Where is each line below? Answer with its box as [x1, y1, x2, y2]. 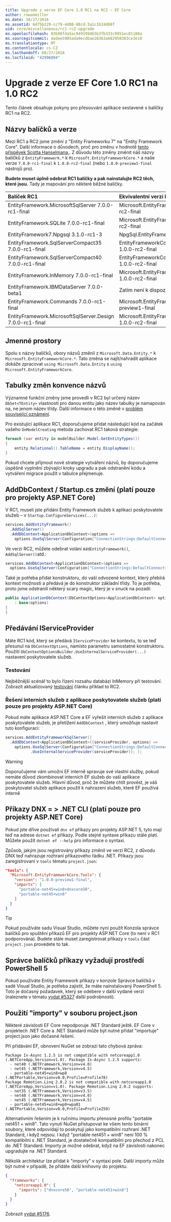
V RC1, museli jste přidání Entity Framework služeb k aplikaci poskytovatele [5, 507, 163, 513]
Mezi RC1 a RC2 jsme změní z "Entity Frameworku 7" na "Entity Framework [5, 138, 162, 145]
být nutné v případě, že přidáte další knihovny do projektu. [5, 1163, 128, 1169]
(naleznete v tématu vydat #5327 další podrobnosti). [5, 994, 116, 1000]
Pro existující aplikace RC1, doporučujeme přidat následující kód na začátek [5, 421, 163, 427]
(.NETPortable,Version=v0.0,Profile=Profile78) [5, 1075, 108, 1081]
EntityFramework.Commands [8, 298, 77, 305]
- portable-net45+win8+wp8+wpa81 [10, 1102, 81, 1107]
